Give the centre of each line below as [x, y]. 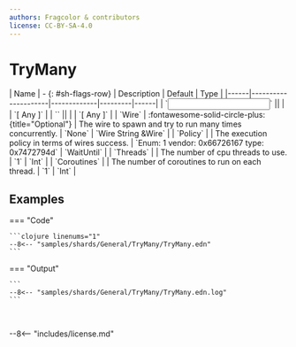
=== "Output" [34, 269]
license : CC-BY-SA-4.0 [51, 26]
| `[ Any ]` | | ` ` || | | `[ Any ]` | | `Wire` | [78, 115]
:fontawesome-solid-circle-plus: [207, 115]
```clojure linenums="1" [55, 237]
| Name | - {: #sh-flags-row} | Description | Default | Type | [116, 94]
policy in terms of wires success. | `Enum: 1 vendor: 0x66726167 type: [137, 143]
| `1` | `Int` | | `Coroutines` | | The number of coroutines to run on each [136, 162]
